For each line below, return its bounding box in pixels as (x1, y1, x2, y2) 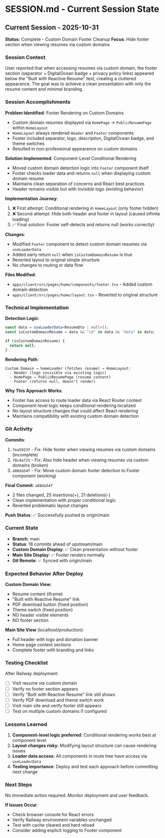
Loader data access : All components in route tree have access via (12, 753, 147, 759)
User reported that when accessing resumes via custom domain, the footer (5, 65, 158, 71)
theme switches (12, 140, 45, 147)
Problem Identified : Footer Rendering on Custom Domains (5, 110, 124, 116)
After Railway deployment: (5, 671, 59, 677)
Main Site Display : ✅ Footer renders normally (12, 552, 105, 558)
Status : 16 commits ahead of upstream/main (12, 541, 102, 547)
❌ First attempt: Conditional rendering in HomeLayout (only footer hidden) (12, 205, 159, 211)
